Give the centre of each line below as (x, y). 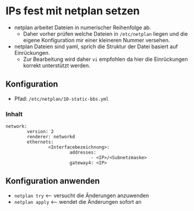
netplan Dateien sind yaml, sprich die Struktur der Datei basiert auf (96, 46)
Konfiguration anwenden (53, 181)
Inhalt (14, 114)
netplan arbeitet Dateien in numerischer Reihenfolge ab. (82, 27)
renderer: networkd (51, 137)
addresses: (83, 153)
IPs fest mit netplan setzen (73, 11)
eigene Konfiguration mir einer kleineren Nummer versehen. (96, 40)
